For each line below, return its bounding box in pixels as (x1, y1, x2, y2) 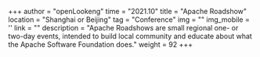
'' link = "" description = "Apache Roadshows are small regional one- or (8, 23, 239, 32)
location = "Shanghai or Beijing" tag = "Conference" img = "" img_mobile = (8, 15, 251, 24)
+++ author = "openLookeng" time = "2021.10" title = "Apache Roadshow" (8, 7, 247, 16)
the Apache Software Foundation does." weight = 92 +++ (8, 40, 193, 49)
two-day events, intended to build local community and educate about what (8, 31, 252, 41)
